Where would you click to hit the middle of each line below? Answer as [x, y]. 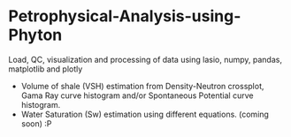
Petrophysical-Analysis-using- [125, 16]
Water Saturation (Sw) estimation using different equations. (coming [145, 114]
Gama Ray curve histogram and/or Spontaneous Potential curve [137, 95]
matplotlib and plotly [46, 69]
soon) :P [36, 123]
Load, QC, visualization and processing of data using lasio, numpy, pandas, [145, 59]
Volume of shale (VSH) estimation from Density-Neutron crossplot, [142, 86]
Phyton [35, 35]
